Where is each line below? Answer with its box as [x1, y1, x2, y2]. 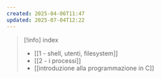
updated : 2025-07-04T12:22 [6, 17, 85, 24]
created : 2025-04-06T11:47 [6, 10, 85, 17]
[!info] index [23, 35, 59, 44]
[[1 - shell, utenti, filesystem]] [33, 49, 118, 58]
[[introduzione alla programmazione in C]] [33, 64, 155, 72]
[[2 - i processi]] [33, 56, 82, 64]
